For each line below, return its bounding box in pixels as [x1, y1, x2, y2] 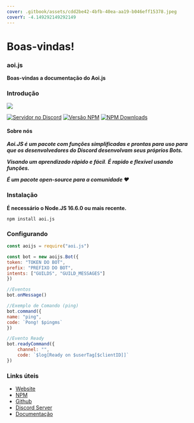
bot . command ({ [7, 308, 42, 314]
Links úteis [7, 371, 39, 380]
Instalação [7, 191, 38, 199]
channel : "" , [17, 346, 50, 353]
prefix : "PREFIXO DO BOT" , [7, 265, 74, 271]
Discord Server [15, 404, 53, 411]
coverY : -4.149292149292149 [7, 14, 77, 20]
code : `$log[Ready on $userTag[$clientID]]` [17, 352, 129, 358]
